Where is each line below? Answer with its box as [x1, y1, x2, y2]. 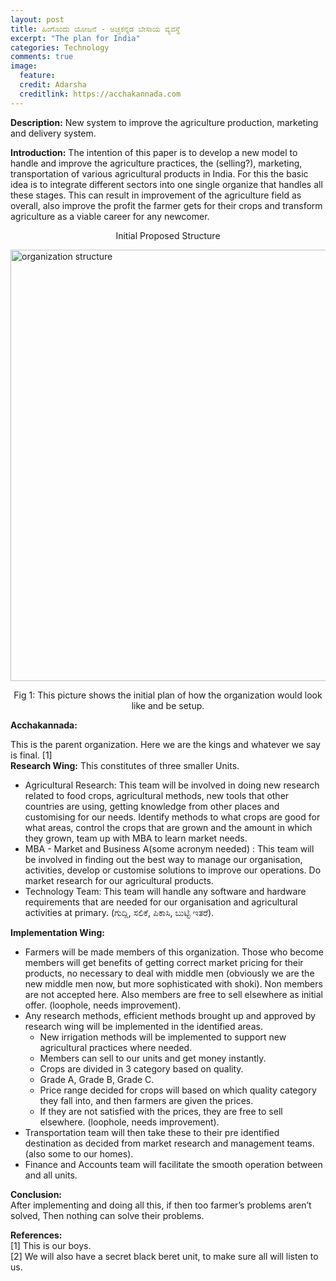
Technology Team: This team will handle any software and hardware [24, 885, 307, 897]
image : [10, 61, 38, 71]
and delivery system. [10, 127, 97, 139]
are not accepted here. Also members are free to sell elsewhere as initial [24, 988, 323, 1000]
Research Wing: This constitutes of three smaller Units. [10, 759, 240, 771]
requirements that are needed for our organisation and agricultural [24, 896, 298, 908]
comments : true [10, 52, 74, 62]
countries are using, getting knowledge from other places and [24, 800, 280, 812]
